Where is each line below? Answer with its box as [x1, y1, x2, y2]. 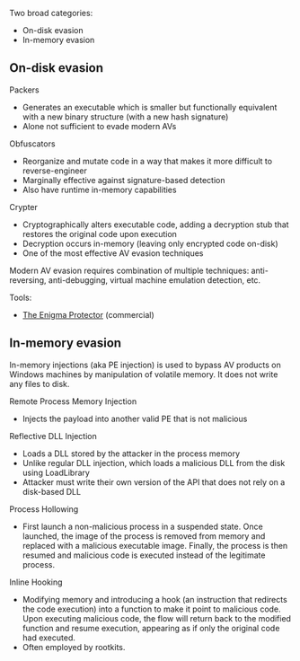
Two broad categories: [9, 8, 93, 18]
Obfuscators [9, 138, 56, 149]
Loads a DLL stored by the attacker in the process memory [22, 448, 241, 459]
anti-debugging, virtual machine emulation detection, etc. [48, 274, 261, 286]
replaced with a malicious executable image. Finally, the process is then [22, 540, 288, 551]
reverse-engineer [22, 165, 88, 176]
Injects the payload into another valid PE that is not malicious [22, 413, 248, 424]
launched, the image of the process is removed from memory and [22, 530, 266, 542]
